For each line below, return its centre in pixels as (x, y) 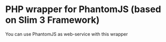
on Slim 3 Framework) (52, 20)
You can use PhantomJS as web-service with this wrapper (67, 34)
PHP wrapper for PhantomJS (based (83, 9)
